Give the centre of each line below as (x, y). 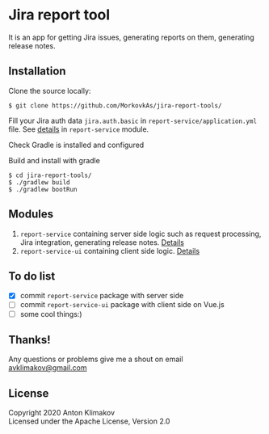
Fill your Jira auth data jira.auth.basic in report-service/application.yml (132, 120)
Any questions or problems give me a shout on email (96, 359)
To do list (32, 276)
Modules (31, 215)
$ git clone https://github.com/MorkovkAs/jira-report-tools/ (115, 105)
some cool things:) (51, 314)
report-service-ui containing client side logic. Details (110, 251)
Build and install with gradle (55, 160)
